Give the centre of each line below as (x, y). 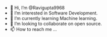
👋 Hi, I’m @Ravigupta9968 (37, 8)
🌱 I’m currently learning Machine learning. (54, 18)
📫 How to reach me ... (33, 29)
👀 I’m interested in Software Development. (54, 13)
